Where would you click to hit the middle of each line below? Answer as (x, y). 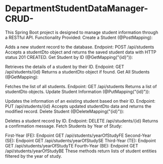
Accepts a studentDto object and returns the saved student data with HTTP (81, 52)
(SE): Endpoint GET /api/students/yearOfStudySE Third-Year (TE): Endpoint (81, 140)
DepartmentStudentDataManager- (77, 9)
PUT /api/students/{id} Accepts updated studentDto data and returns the (78, 106)
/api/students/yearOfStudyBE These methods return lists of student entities (81, 151)
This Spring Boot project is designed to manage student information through (82, 32)
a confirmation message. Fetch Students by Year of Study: (64, 126)
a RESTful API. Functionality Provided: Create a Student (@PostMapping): (79, 37)
